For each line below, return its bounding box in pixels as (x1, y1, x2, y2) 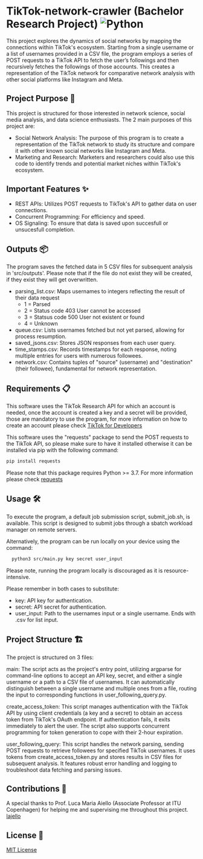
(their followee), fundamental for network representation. (14, 365, 157, 372)
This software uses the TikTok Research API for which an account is (6, 403, 176, 410)
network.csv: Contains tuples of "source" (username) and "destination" (14, 359, 193, 366)
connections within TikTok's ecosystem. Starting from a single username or (6, 44, 195, 51)
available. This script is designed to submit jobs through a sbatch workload (6, 520, 193, 527)
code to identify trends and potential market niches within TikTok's (14, 159, 181, 167)
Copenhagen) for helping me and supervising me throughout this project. (6, 806, 188, 814)
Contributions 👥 (6, 783, 67, 794)
